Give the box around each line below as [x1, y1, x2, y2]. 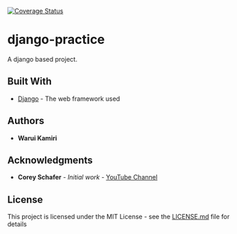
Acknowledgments [7, 154, 94, 166]
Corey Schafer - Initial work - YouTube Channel [17, 173, 158, 182]
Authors [7, 115, 45, 127]
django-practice [7, 32, 105, 48]
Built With [7, 75, 52, 88]
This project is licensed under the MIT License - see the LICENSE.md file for [7, 213, 230, 221]
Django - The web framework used [17, 94, 121, 103]
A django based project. [7, 55, 78, 63]
